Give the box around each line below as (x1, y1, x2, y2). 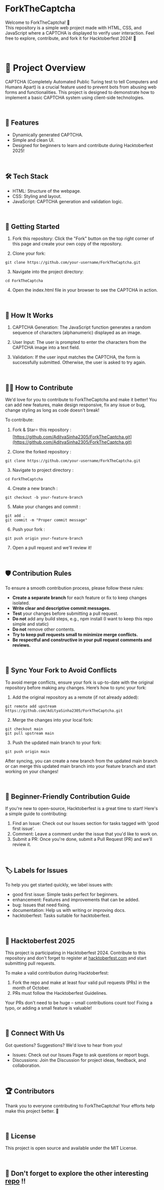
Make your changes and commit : (12, 504, 81, 510)
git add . (5, 513, 26, 518)
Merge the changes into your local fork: (12, 717, 93, 723)
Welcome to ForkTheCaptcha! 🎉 (5, 19, 70, 25)
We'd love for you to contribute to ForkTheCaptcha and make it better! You (5, 396, 157, 402)
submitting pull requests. (5, 961, 56, 966)
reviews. (12, 642, 31, 648)
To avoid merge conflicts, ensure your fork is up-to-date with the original (5, 679, 154, 685)
